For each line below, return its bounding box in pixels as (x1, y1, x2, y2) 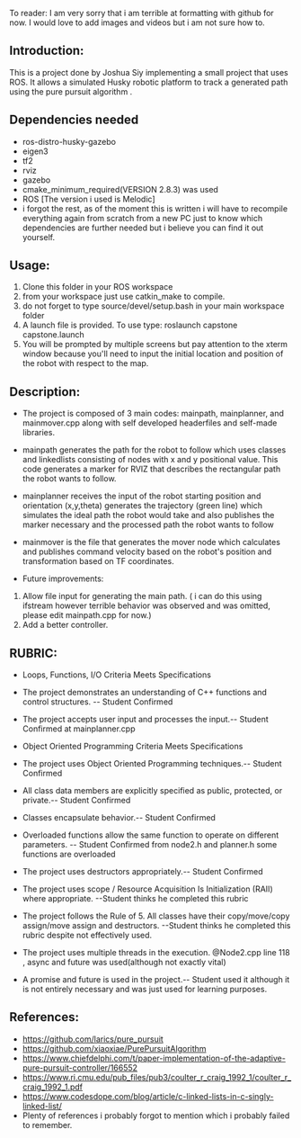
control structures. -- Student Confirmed (22, 696, 173, 707)
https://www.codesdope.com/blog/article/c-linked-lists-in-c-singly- (22, 1090, 274, 1101)
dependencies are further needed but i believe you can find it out (22, 222, 264, 233)
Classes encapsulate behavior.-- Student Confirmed (22, 812, 216, 823)
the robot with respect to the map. (22, 358, 149, 369)
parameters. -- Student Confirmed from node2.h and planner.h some (22, 839, 278, 850)
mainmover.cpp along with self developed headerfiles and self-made (22, 417, 278, 428)
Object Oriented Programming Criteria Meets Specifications (22, 741, 243, 752)
